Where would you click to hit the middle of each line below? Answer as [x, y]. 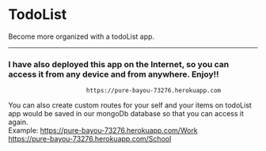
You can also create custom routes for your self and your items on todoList [130, 105]
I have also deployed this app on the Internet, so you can [119, 64]
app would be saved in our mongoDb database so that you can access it [126, 114]
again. [19, 122]
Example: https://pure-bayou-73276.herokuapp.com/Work [103, 130]
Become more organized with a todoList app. [82, 36]
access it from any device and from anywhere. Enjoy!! [114, 74]
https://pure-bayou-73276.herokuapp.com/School [90, 139]
